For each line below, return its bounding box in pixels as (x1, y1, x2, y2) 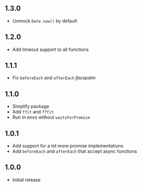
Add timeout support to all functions (12, 46, 89, 52)
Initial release (12, 177, 41, 183)
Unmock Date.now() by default (12, 17, 78, 24)
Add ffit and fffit (12, 109, 54, 115)
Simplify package (12, 103, 49, 109)
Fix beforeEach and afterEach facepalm (12, 74, 96, 81)
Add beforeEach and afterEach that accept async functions (12, 148, 137, 155)
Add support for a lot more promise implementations (12, 143, 124, 149)
